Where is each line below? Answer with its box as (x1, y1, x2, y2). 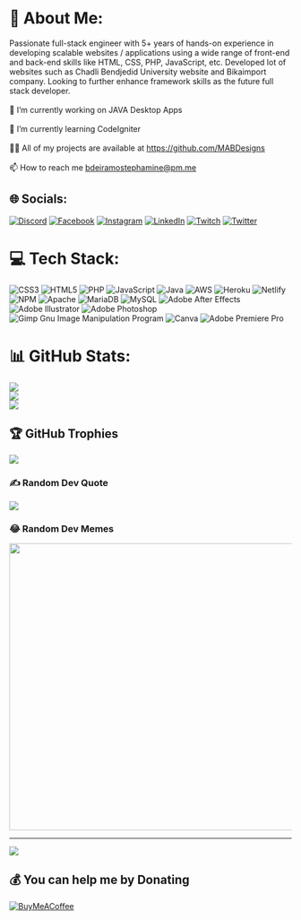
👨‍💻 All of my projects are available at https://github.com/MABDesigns (9, 143, 266, 153)
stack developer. (9, 85, 71, 96)
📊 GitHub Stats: (9, 345, 132, 366)
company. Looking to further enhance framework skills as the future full (9, 75, 274, 86)
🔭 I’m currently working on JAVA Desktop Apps (9, 104, 183, 115)
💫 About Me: (9, 8, 104, 29)
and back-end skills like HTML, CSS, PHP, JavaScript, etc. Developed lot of (9, 56, 287, 67)
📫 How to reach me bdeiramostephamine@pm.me (9, 161, 197, 173)
